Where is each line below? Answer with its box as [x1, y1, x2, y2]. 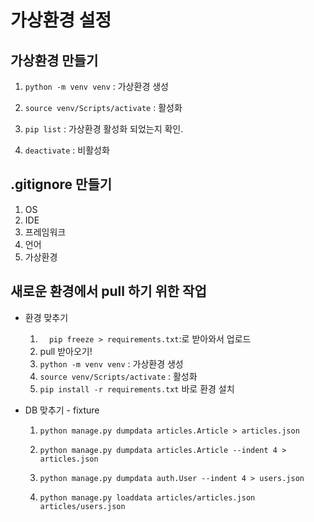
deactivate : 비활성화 [24, 144, 110, 156]
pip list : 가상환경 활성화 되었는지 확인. [24, 123, 184, 135]
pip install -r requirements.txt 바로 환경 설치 [39, 382, 235, 395]
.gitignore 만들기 [10, 176, 113, 193]
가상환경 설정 [10, 9, 112, 32]
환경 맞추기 [24, 311, 69, 323]
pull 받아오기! [39, 345, 93, 357]
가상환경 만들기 [10, 52, 99, 69]
